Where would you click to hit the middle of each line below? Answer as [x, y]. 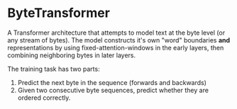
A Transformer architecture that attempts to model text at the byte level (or [116, 33]
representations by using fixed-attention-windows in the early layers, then [116, 47]
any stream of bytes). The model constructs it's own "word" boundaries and [119, 40]
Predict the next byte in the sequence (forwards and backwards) [112, 82]
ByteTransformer [59, 13]
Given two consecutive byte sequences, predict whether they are [113, 90]
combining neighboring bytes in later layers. [72, 55]
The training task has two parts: [54, 69]
